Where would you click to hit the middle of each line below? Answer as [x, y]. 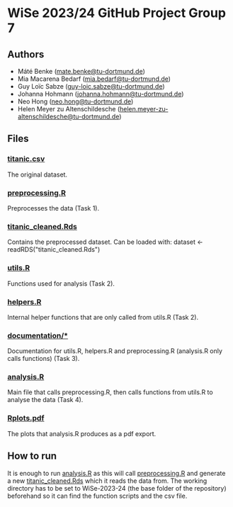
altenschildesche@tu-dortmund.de [68, 116]
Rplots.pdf [26, 418]
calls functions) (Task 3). [44, 359]
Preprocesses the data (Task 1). [53, 208]
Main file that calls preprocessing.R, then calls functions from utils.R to [110, 392]
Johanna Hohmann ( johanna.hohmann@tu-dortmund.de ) [101, 94]
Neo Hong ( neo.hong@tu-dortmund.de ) [75, 101]
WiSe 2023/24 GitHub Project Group [117, 13]
